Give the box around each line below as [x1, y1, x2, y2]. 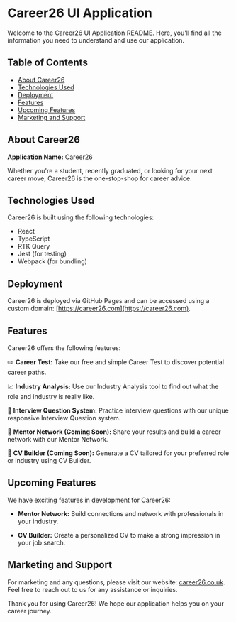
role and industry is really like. [7, 393, 95, 400]
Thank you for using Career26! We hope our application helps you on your [7, 599, 225, 608]
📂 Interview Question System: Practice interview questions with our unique [7, 406, 229, 415]
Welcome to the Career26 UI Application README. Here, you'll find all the [7, 28, 222, 37]
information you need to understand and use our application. [7, 36, 185, 44]
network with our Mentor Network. [7, 435, 108, 443]
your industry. [17, 517, 59, 525]
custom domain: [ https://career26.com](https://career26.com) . [7, 304, 191, 313]
